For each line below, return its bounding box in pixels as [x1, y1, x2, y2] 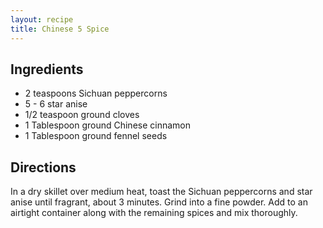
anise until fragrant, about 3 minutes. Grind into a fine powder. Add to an [10, 196, 308, 208]
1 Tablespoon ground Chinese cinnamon [24, 119, 192, 131]
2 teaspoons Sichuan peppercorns [24, 87, 168, 100]
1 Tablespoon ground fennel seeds [24, 130, 168, 142]
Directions [10, 159, 77, 176]
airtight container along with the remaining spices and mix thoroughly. [10, 207, 298, 219]
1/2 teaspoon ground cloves [24, 109, 140, 121]
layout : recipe [10, 14, 74, 25]
